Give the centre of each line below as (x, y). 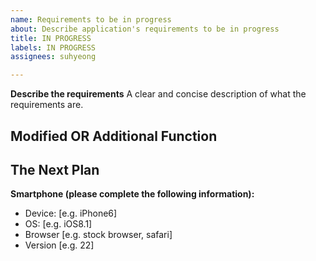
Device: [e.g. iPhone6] (71, 213)
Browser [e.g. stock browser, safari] (98, 235)
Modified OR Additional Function (114, 136)
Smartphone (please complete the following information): (132, 194)
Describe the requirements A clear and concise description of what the (158, 94)
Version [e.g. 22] (59, 245)
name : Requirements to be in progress (91, 19)
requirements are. (47, 105)
